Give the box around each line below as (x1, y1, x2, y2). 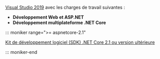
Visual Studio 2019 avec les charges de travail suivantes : (5, 5, 125, 10)
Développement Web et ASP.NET (12, 14, 84, 20)
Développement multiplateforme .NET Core (12, 20, 106, 25)
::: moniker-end (5, 49, 38, 55)
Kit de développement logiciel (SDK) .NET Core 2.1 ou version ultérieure (5, 39, 155, 45)
